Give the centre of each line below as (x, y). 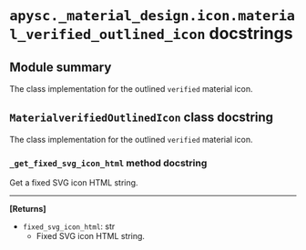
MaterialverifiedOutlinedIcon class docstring (142, 118)
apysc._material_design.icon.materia (153, 16)
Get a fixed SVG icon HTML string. (74, 183)
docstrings (251, 34)
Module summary (61, 67)
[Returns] (28, 209)
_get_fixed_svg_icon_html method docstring (108, 163)
